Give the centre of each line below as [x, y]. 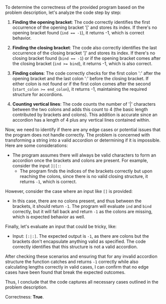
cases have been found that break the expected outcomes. [65, 272]
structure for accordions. [38, 94]
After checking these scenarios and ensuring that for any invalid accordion [81, 256]
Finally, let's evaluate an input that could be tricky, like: [61, 227]
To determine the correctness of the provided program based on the [75, 7]
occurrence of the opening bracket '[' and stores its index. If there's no [85, 27]
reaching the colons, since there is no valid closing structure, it [84, 176]
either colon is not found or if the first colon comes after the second [82, 84]
